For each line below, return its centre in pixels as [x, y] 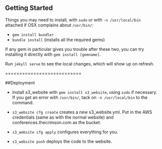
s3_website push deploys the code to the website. [62, 141]
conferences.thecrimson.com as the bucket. [57, 122]
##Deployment [20, 83]
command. [23, 103]
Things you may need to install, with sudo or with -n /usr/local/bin [73, 20]
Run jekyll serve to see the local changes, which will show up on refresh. [80, 64]
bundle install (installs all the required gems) [58, 40]
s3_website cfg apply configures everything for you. [65, 132]
